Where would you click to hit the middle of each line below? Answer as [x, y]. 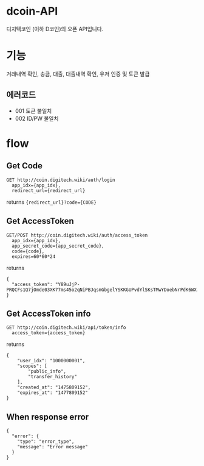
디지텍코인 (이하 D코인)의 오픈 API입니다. [55, 29]
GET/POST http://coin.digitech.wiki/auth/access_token [77, 235]
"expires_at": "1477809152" [53, 393]
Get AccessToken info [49, 313]
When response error [48, 417]
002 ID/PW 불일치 [37, 118]
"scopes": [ [32, 366]
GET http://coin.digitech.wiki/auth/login [61, 180]
